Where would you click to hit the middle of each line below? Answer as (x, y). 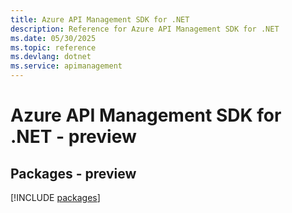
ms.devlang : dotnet (51, 57)
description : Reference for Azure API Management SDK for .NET (145, 29)
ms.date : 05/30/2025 (53, 38)
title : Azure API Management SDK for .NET (100, 19)
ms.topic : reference (53, 47)
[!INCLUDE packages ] (55, 197)
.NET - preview (73, 137)
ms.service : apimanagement (66, 66)
